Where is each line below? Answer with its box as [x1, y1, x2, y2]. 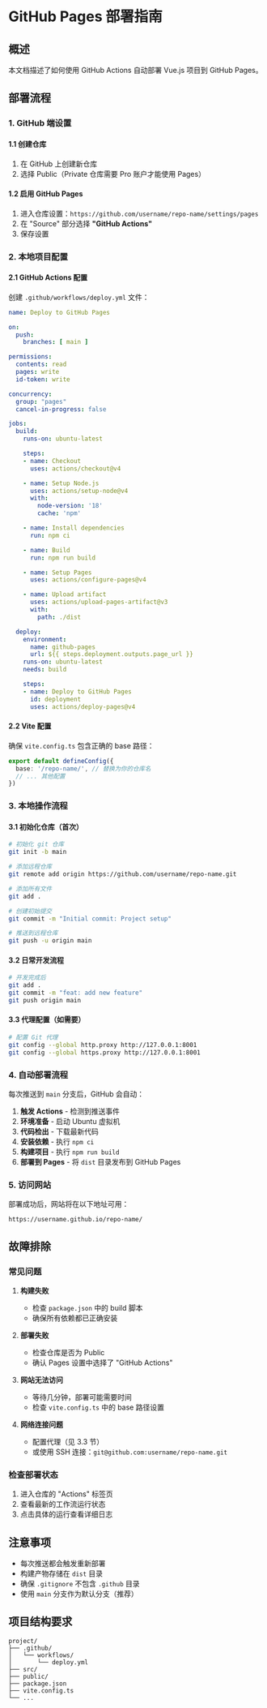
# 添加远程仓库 [8, 863, 53, 871]
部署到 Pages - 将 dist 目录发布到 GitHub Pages [19, 1157, 181, 1166]
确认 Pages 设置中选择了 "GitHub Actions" [32, 1358, 173, 1367]
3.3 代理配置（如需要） [8, 1015, 86, 1024]
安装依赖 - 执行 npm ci [19, 1137, 95, 1146]
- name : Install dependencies [23, 524, 125, 532]
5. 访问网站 [8, 1179, 52, 1191]
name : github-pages [29, 642, 95, 651]
